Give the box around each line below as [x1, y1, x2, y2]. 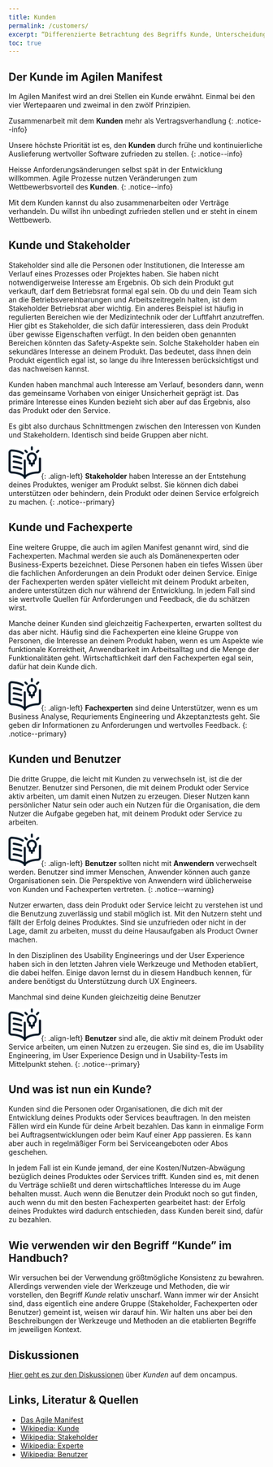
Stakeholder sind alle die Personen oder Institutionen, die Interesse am [8, 260, 245, 270]
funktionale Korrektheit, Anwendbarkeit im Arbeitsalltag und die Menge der [8, 644, 260, 654]
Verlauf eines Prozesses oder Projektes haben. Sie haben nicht [8, 268, 219, 278]
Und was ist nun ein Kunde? [8, 1082, 152, 1096]
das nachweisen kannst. [8, 363, 89, 373]
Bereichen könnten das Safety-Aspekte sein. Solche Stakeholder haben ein [8, 337, 260, 347]
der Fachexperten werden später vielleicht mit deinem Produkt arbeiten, [8, 577, 249, 586]
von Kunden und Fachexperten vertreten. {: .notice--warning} [8, 884, 215, 894]
